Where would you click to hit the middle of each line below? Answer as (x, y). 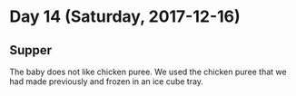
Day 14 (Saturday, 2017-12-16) (125, 17)
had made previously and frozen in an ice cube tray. (107, 82)
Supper (31, 50)
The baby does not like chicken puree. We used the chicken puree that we (148, 72)
